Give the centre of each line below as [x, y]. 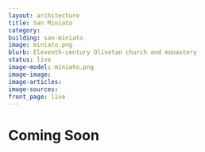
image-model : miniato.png [51, 67]
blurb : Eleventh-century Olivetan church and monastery [102, 52]
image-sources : [33, 89]
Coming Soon [54, 136]
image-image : [30, 74]
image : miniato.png [41, 45]
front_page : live [37, 97]
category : [25, 30]
